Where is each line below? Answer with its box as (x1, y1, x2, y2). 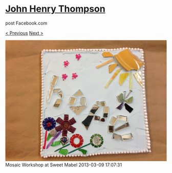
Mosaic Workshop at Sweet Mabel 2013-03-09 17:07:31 (5, 162, 122, 168)
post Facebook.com (5, 20, 48, 26)
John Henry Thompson (5, 3, 106, 15)
